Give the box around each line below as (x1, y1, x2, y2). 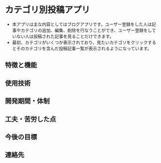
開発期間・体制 (5, 97, 50, 105)
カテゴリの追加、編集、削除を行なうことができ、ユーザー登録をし (20, 27, 152, 33)
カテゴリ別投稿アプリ (5, 4, 91, 15)
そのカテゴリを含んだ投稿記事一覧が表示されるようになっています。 (16, 45, 152, 51)
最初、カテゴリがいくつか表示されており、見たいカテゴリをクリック (12, 39, 148, 45)
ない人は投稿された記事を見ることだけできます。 (16, 33, 114, 39)
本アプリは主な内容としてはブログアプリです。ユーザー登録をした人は (12, 21, 152, 27)
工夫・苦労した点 (5, 115, 56, 123)
